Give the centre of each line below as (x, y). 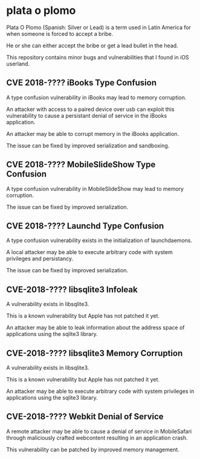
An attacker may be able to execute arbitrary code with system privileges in (100, 391)
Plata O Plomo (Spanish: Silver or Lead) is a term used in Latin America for (99, 27)
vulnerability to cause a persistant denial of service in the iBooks (87, 115)
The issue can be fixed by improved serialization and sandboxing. (88, 146)
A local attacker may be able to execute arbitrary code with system (90, 252)
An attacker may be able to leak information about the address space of (95, 327)
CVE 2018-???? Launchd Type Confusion (85, 226)
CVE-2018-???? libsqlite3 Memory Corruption (95, 353)
